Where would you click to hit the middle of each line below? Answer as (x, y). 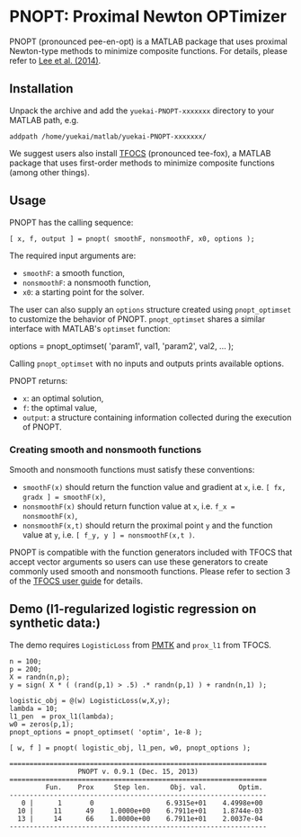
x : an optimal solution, (63, 398)
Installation (41, 89)
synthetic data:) (55, 623)
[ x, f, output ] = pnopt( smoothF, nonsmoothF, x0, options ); (132, 239)
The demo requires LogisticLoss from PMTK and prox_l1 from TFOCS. (141, 645)
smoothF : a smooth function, (74, 272)
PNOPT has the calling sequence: (71, 222)
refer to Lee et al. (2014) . (55, 60)
